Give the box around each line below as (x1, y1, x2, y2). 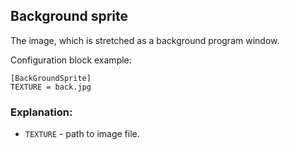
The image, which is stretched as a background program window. (10, 34, 280, 46)
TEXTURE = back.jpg (10, 82, 92, 92)
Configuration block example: (10, 54, 132, 66)
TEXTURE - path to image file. (24, 128, 140, 140)
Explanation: (10, 105, 73, 119)
